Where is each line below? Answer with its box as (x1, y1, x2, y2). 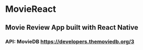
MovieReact (5, 3, 56, 15)
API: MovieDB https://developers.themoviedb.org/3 (5, 38, 134, 45)
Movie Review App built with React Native (5, 23, 138, 32)
